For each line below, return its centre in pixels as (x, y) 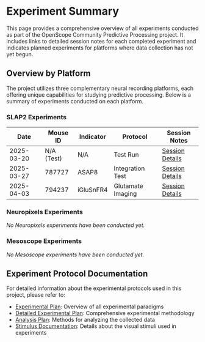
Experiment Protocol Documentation (77, 274)
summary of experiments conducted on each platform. (75, 101)
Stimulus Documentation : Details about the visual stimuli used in (96, 326)
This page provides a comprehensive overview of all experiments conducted (103, 28)
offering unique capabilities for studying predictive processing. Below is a (99, 95)
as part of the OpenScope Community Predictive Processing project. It (95, 34)
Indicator (93, 137)
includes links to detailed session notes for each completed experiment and (101, 41)
